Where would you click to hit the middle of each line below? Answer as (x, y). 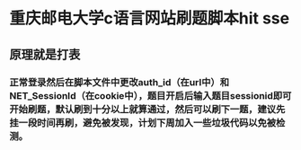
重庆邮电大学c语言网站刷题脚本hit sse (150, 18)
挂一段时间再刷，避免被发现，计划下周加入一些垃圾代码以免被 (143, 122)
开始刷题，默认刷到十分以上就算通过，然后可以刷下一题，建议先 (147, 109)
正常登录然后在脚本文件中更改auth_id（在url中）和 (120, 82)
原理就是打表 (45, 54)
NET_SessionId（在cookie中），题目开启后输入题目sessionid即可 (150, 95)
